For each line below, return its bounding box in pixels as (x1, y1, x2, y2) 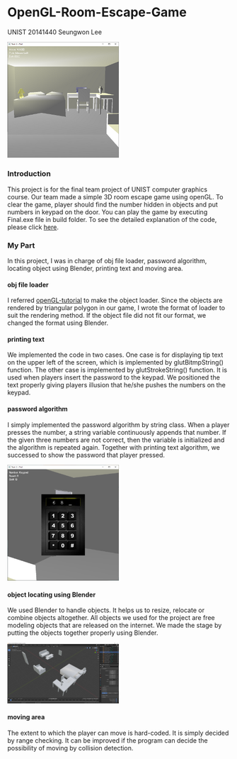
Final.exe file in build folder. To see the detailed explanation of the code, (7, 215, 217, 223)
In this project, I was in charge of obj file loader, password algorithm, (7, 256, 207, 265)
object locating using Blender (7, 590, 96, 599)
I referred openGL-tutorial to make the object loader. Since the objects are (7, 296, 223, 305)
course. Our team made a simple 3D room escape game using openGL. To (7, 192, 224, 201)
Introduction (7, 169, 51, 179)
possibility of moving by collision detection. (7, 743, 134, 752)
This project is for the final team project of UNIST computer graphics (7, 185, 207, 194)
